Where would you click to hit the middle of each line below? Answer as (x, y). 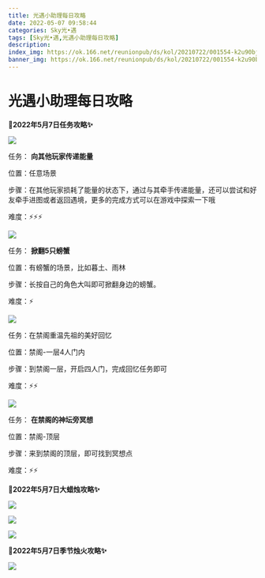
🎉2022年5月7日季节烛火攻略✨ (58, 550)
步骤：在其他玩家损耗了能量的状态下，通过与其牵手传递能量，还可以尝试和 (129, 190)
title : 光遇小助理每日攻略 (47, 15)
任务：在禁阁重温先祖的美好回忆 (60, 335)
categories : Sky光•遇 (43, 30)
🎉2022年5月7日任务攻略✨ (50, 124)
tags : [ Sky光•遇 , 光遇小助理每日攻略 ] (63, 38)
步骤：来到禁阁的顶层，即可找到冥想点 (70, 453)
